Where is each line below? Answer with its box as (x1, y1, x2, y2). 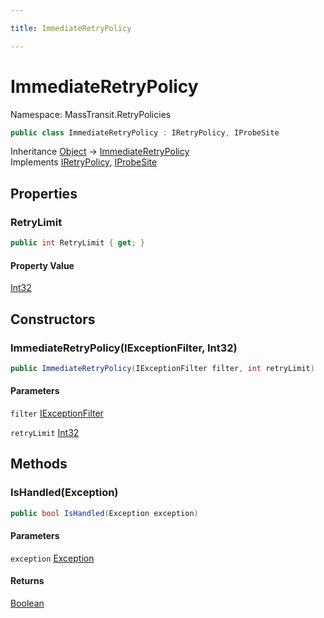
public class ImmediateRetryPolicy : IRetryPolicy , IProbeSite (10, 127, 280, 138)
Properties (10, 185, 78, 202)
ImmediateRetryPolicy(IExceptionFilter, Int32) (10, 341, 238, 355)
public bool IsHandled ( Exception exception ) (10, 508, 199, 518)
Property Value (10, 259, 75, 271)
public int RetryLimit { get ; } (10, 238, 145, 248)
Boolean (10, 597, 45, 609)
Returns (10, 575, 45, 587)
